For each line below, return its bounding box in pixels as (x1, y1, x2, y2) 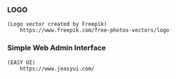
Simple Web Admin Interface (7, 43, 106, 53)
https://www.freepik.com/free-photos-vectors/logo (19, 27, 170, 34)
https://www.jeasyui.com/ (19, 65, 95, 72)
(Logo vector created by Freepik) (7, 21, 108, 28)
